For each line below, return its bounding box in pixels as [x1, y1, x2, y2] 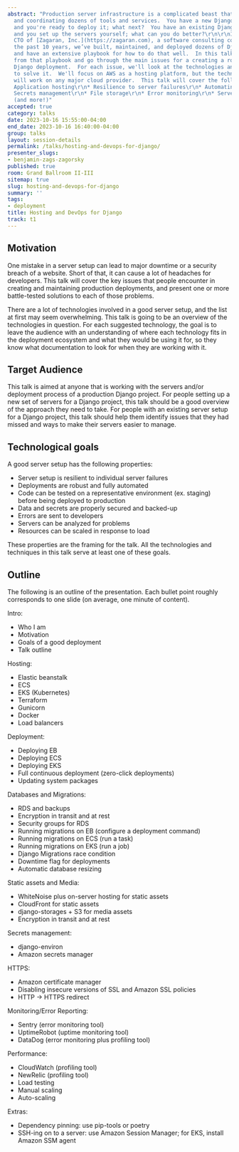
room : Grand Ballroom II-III [7, 169, 94, 177]
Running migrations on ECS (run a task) [17, 834, 134, 843]
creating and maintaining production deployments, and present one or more [7, 284, 230, 292]
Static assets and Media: [7, 878, 80, 887]
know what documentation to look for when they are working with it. [7, 343, 207, 351]
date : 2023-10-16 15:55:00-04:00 [7, 116, 107, 123]
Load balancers [17, 719, 64, 727]
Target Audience [7, 363, 83, 375]
